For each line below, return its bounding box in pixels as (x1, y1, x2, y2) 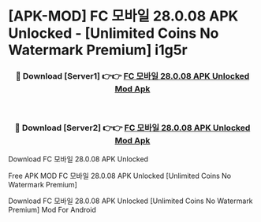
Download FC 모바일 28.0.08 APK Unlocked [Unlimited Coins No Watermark (8, 196, 254, 205)
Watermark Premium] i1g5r (8, 41, 188, 59)
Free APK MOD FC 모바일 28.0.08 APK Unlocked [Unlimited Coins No (8, 171, 232, 180)
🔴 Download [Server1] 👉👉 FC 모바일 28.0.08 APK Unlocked (15, 71, 250, 82)
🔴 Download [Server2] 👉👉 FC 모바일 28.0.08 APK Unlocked (14, 123, 251, 134)
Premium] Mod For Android (8, 205, 97, 214)
